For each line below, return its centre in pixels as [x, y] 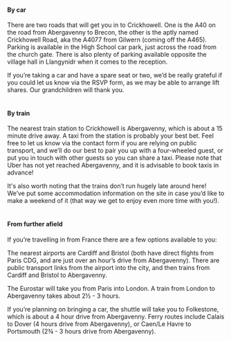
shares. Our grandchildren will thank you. [66, 90]
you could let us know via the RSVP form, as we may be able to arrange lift [113, 82]
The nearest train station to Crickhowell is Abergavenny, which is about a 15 [115, 129]
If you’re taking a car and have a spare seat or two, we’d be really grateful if [115, 75]
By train [19, 113]
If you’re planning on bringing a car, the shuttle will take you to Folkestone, [113, 309]
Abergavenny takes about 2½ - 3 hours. [64, 296]
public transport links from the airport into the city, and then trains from [109, 267]
